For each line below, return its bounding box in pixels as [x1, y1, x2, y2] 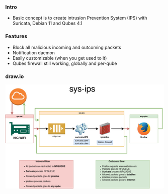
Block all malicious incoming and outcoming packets [12, 44, 122, 50]
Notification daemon [12, 49, 55, 56]
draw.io [5, 73, 24, 80]
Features [5, 33, 28, 40]
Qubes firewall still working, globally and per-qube [12, 60, 117, 66]
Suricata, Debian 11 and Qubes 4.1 [12, 20, 82, 26]
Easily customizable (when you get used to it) [12, 55, 107, 61]
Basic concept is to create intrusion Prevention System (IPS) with [12, 15, 147, 21]
